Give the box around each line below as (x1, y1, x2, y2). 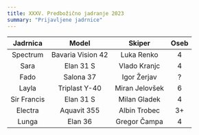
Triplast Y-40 (58, 83, 102, 93)
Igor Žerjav (121, 72, 157, 82)
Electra (16, 106, 39, 115)
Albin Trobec (119, 106, 160, 115)
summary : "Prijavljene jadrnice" (7, 16, 103, 23)
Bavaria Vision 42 (51, 49, 108, 59)
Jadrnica (12, 38, 43, 48)
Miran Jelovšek (115, 83, 165, 93)
